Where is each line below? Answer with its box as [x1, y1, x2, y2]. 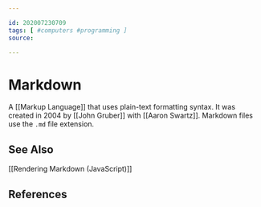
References [8, 187, 67, 201]
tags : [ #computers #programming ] [8, 26, 128, 35]
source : [8, 34, 35, 42]
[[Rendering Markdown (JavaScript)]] [8, 164, 133, 174]
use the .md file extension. [8, 119, 95, 129]
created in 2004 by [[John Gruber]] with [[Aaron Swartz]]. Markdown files [8, 110, 253, 121]
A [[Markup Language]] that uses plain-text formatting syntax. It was [8, 102, 235, 112]
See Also [8, 143, 54, 156]
